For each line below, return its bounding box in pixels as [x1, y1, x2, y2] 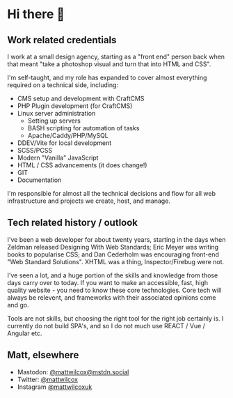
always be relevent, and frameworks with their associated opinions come [7, 293, 217, 302]
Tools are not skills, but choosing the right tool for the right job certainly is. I [7, 314, 224, 323]
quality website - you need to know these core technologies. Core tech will [7, 286, 222, 294]
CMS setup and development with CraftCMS [17, 94, 145, 102]
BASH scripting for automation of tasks [27, 124, 140, 132]
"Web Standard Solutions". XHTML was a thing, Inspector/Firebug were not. [7, 257, 225, 266]
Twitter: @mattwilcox [17, 375, 79, 383]
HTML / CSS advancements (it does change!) [17, 161, 147, 169]
